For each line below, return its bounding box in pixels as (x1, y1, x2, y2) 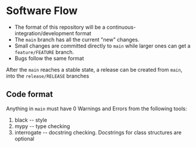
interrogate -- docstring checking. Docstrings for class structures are (14, 129, 182, 136)
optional (14, 135, 35, 142)
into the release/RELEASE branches (6, 72, 90, 79)
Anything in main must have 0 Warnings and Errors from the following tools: (6, 105, 187, 112)
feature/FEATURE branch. (14, 48, 74, 55)
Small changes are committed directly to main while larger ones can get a (14, 42, 191, 49)
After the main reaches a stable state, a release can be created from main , (6, 66, 183, 73)
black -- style (14, 116, 47, 123)
